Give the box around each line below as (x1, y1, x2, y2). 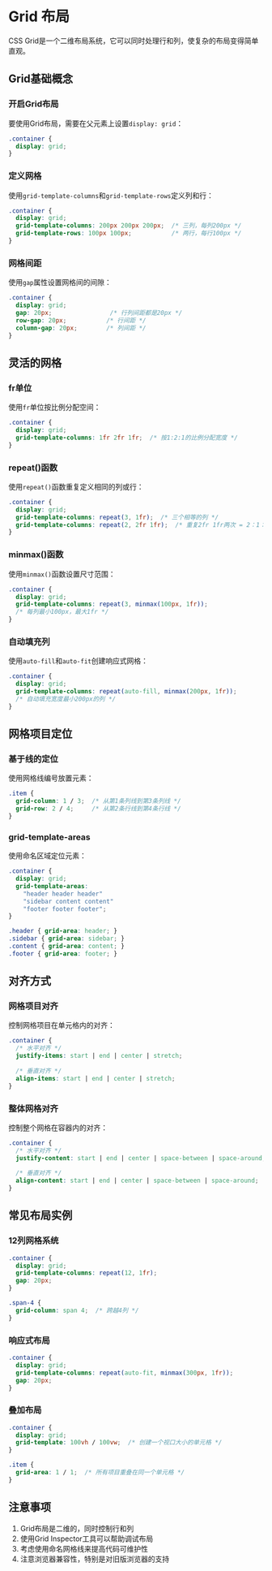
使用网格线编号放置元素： (8, 773, 94, 783)
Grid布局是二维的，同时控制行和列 (19, 1523, 134, 1533)
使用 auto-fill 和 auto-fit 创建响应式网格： (8, 656, 148, 666)
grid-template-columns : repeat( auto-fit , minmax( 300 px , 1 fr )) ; (15, 1369, 234, 1377)
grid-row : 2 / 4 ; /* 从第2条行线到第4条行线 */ (15, 805, 181, 813)
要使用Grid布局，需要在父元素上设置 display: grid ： (8, 119, 184, 128)
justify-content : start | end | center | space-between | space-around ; (15, 1154, 266, 1162)
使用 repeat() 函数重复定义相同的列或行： (8, 481, 144, 491)
